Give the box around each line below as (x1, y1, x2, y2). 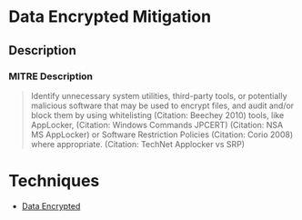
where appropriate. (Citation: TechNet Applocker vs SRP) (30, 138, 246, 149)
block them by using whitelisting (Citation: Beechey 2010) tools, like (30, 109, 285, 120)
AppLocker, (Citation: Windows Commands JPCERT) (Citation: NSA (30, 119, 284, 130)
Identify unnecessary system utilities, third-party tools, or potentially (30, 90, 287, 101)
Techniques (8, 171, 100, 192)
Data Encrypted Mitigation (8, 6, 211, 27)
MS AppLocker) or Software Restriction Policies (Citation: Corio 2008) (30, 129, 294, 140)
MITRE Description (8, 70, 93, 83)
